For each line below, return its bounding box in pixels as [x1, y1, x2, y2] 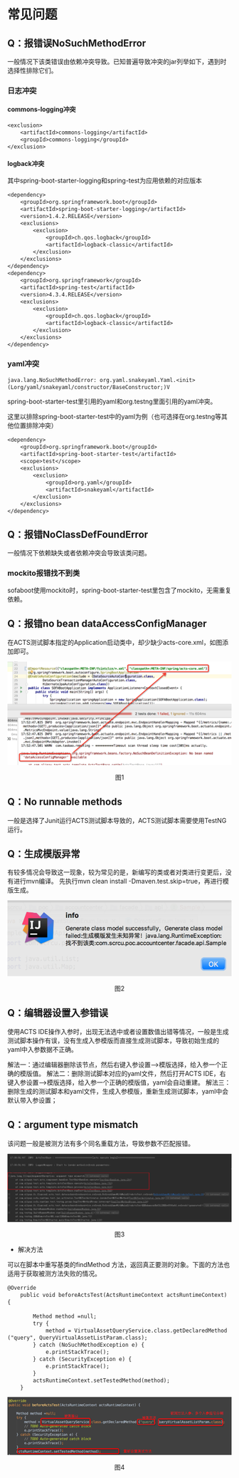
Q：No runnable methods [7, 796, 122, 808]
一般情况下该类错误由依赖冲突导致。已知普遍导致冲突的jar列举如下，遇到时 [7, 58, 227, 66]
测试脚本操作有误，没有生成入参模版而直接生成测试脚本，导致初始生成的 [7, 1036, 219, 1045]
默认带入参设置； [7, 1095, 58, 1105]
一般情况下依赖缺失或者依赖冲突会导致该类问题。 [7, 549, 151, 557]
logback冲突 [7, 159, 45, 167]
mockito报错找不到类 [7, 568, 80, 578]
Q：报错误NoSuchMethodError [7, 37, 147, 49]
